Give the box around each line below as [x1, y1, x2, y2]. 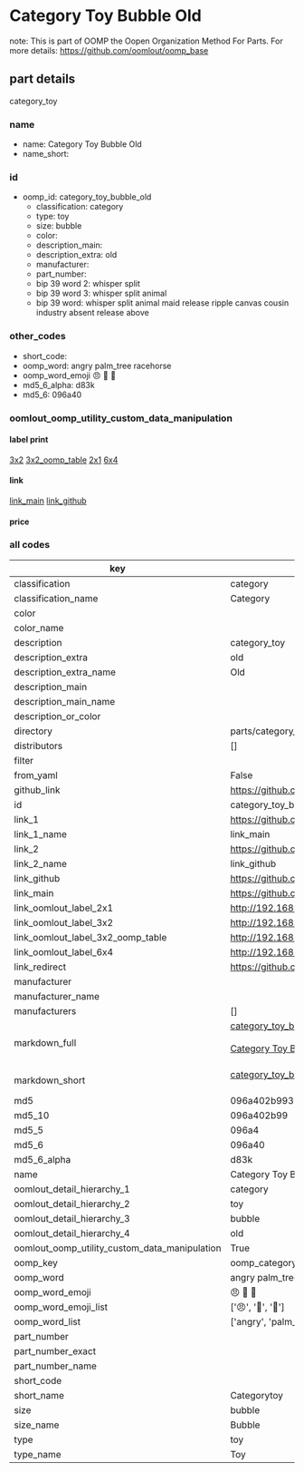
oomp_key [14, 1256, 59, 1269]
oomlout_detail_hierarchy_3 [14, 1212, 130, 1224]
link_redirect [14, 960, 67, 973]
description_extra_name [14, 666, 116, 678]
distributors [14, 739, 63, 752]
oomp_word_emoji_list [14, 1301, 109, 1313]
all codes [9, 539, 51, 551]
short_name [14, 1389, 65, 1401]
